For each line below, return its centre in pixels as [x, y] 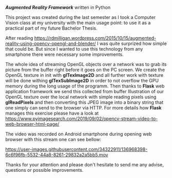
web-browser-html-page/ [32, 124]
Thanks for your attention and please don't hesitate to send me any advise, [85, 165]
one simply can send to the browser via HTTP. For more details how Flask [83, 108]
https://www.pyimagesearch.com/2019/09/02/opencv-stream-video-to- [82, 119]
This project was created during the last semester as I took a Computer [80, 17]
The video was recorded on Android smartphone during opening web [79, 134]
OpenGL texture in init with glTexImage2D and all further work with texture [84, 75]
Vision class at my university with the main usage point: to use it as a [78, 23]
